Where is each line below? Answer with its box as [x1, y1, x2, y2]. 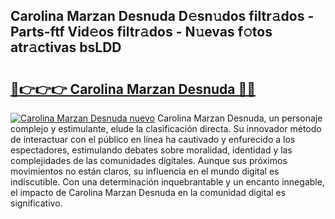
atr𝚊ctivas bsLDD [10, 39, 122, 56]
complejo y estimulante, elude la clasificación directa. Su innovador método [10, 123, 322, 134]
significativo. [10, 197, 63, 209]
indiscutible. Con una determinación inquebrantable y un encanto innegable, [10, 176, 325, 188]
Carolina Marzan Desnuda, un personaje [156, 112, 323, 124]
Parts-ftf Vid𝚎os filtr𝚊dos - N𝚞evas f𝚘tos [10, 24, 273, 41]
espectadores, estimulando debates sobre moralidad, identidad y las [10, 144, 293, 156]
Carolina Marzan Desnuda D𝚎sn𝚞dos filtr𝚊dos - [10, 8, 315, 25]
